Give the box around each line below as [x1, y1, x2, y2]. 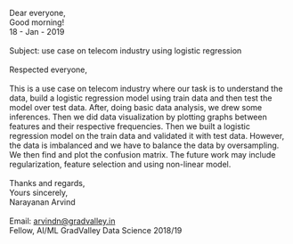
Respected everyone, [9, 64, 87, 75]
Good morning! [9, 17, 65, 28]
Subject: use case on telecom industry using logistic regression [9, 45, 242, 56]
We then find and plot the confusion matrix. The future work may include [9, 150, 276, 159]
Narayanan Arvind [9, 197, 76, 207]
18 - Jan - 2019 [9, 27, 65, 37]
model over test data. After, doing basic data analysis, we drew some [9, 102, 263, 112]
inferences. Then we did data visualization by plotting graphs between [9, 111, 267, 122]
